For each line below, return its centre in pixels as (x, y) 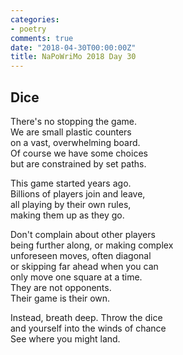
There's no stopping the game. (74, 121)
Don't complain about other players (83, 234)
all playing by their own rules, (71, 204)
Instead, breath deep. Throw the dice (86, 317)
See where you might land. (65, 338)
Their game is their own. (60, 298)
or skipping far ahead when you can (84, 266)
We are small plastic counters (71, 132)
